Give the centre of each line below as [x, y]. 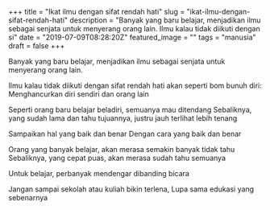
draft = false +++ [37, 46]
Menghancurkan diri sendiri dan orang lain [79, 94]
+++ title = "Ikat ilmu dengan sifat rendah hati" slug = [97, 12]
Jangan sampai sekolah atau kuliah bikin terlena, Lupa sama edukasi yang [131, 189]
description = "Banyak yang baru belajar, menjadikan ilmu [165, 20]
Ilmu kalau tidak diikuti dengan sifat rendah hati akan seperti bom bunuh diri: [135, 85]
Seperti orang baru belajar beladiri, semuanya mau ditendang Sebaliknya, [130, 109]
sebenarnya [28, 198]
